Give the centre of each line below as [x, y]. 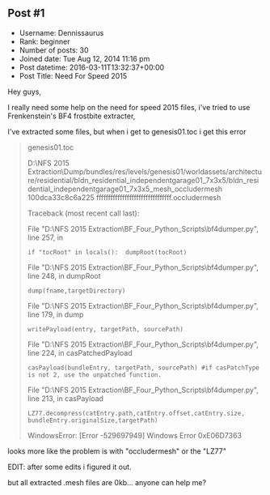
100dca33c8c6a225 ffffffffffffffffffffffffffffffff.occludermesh [124, 197]
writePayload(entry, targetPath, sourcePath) [105, 329]
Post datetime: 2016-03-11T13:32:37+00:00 [92, 67]
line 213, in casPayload [65, 398]
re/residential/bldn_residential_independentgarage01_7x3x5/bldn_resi [143, 180]
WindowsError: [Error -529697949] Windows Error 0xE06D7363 [135, 435]
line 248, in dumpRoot [64, 275]
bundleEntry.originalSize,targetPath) [93, 420]
